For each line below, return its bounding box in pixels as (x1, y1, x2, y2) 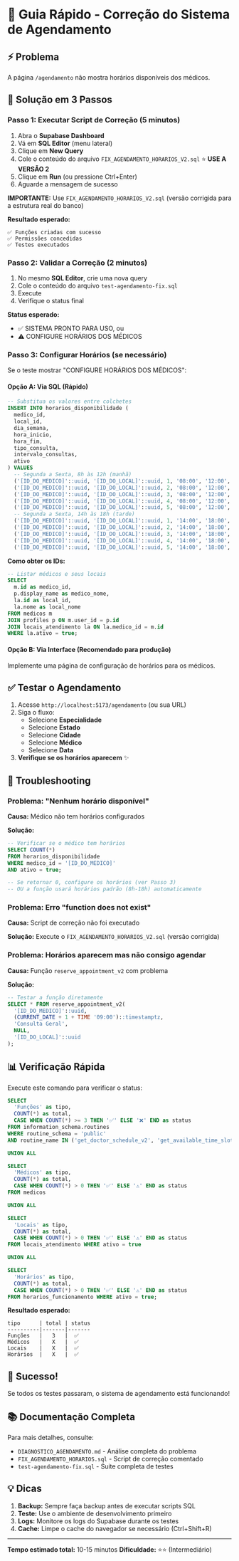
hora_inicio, (14, 431, 53, 438)
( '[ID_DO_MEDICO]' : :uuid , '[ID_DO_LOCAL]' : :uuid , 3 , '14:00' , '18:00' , (14, 530, 231, 537)
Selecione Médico (28, 738, 83, 747)
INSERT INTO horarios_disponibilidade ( (7, 405, 129, 412)
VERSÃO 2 (17, 164, 50, 173)
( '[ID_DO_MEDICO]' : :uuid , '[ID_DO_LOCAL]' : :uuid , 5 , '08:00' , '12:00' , (14, 504, 231, 511)
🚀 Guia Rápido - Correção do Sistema (7, 6, 230, 23)
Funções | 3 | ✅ (7, 1333, 80, 1340)
